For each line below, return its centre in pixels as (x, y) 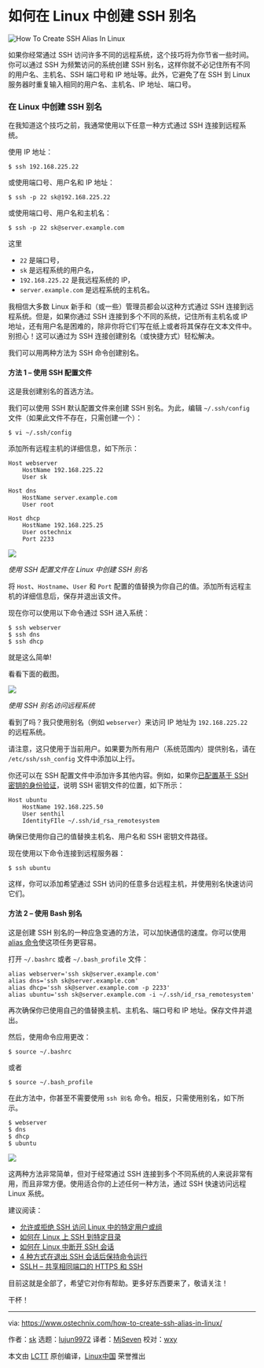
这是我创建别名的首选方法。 (53, 392)
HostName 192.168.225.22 (63, 470)
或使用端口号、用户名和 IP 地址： (62, 183)
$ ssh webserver (35, 628)
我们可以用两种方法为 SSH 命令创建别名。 (76, 353)
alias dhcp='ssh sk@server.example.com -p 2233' (89, 987)
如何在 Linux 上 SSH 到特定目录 (70, 1236)
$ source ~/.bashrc (40, 1052)
